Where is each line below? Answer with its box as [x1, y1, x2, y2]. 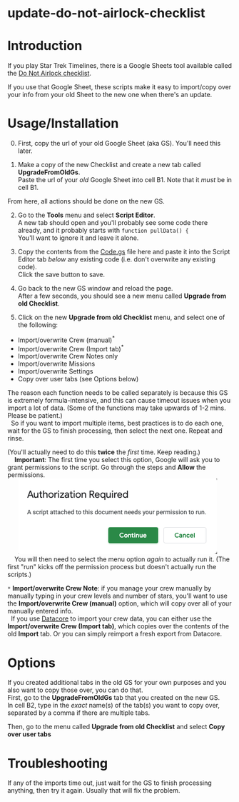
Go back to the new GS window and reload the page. [17, 284, 173, 293]
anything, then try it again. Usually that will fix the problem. [7, 786, 180, 795]
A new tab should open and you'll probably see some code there [17, 219, 208, 227]
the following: [17, 321, 59, 329]
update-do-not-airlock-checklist [7, 5, 205, 21]
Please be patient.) [7, 411, 63, 420]
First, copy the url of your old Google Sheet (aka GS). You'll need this [17, 139, 221, 148]
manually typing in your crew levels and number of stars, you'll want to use [7, 591, 228, 601]
